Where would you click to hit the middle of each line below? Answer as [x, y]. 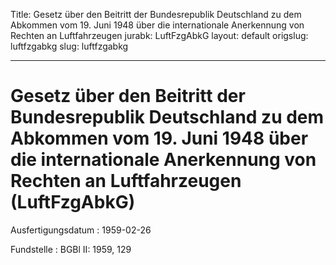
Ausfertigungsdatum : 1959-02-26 [81, 230]
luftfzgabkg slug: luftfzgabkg [69, 46]
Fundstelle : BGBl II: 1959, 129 [71, 249]
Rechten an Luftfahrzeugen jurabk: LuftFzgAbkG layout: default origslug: [159, 35]
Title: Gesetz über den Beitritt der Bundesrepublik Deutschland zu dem [156, 14]
